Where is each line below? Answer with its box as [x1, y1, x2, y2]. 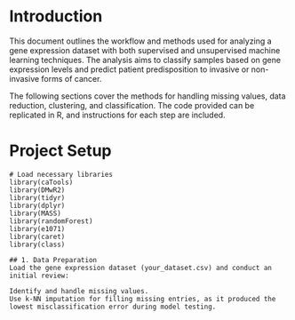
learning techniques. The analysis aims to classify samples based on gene [9, 54, 282, 65]
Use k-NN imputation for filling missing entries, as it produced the [9, 294, 276, 303]
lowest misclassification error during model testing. [9, 302, 217, 311]
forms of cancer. [41, 73, 102, 84]
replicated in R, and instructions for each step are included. [9, 109, 226, 120]
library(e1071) [9, 224, 66, 233]
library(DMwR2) [9, 185, 66, 195]
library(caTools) [9, 178, 74, 187]
